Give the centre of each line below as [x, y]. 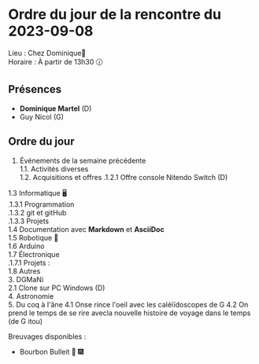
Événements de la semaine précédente [83, 160]
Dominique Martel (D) [55, 108]
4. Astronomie [31, 296]
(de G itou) [26, 321]
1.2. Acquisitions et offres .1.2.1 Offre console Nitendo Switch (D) [124, 177]
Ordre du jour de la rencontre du [115, 15]
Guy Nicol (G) [42, 116]
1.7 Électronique [34, 254]
